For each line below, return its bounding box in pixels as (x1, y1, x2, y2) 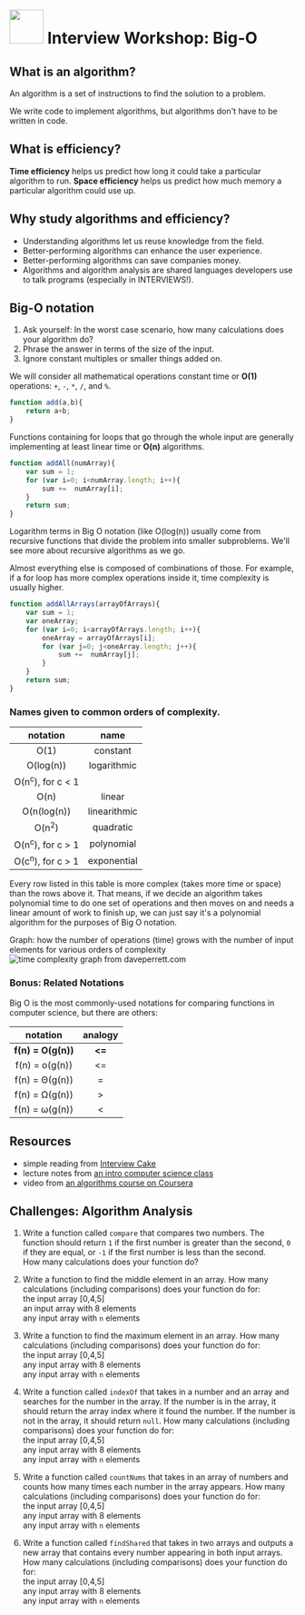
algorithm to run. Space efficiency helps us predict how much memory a (9, 175, 282, 186)
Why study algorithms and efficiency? (9, 212, 231, 227)
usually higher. (9, 582, 64, 593)
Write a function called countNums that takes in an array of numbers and (22, 1471, 289, 1482)
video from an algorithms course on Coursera (22, 1177, 193, 1188)
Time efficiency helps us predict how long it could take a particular (9, 165, 261, 176)
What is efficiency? (9, 142, 122, 157)
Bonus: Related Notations (9, 976, 124, 989)
